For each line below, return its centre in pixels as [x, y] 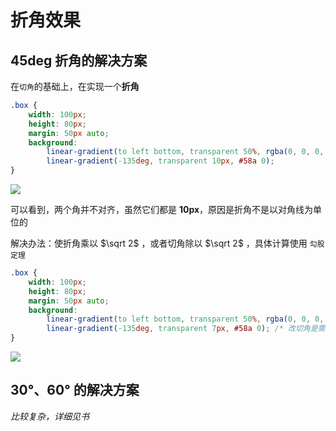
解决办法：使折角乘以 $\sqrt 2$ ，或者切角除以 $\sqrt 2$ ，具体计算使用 [159, 243]
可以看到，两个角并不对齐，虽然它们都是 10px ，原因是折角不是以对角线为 [162, 209]
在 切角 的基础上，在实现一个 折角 [75, 86]
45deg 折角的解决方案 [79, 60]
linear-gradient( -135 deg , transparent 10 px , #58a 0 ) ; [160, 161]
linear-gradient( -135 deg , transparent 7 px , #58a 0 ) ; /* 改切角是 [182, 329]
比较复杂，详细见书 [50, 416]
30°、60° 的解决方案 [75, 390]
